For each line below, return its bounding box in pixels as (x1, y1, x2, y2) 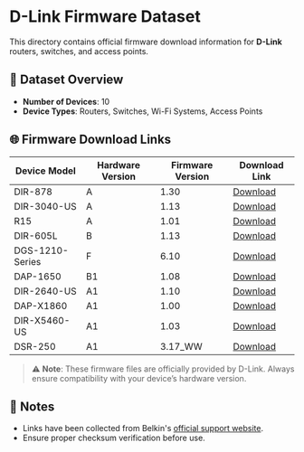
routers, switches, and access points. (9, 45, 149, 56)
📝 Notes (9, 399, 55, 414)
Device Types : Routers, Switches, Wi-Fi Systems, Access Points (22, 106, 263, 117)
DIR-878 (14, 185, 52, 198)
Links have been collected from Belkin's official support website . (22, 423, 264, 434)
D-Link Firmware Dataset (9, 6, 201, 27)
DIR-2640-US (14, 285, 77, 297)
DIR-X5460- (14, 314, 71, 326)
